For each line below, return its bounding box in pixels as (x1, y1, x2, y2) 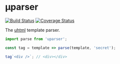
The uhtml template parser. (5, 27, 60, 33)
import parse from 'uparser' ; (5, 36, 68, 42)
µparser (5, 1, 39, 13)
